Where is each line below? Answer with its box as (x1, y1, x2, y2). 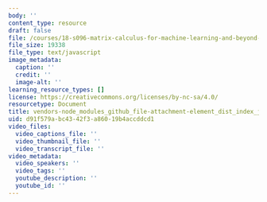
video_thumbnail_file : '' (15, 137, 102, 146)
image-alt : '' (15, 78, 62, 86)
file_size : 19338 (8, 41, 66, 49)
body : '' (8, 11, 37, 20)
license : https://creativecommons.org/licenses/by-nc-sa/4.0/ (8, 93, 219, 101)
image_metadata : (8, 56, 62, 64)
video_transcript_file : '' (15, 145, 105, 153)
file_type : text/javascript (8, 49, 102, 56)
